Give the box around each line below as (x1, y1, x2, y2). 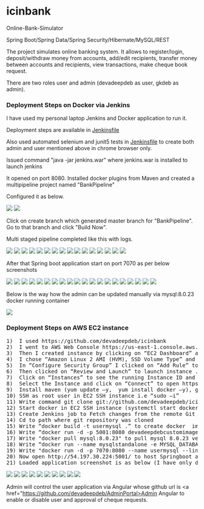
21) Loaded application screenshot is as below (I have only (6, 459, 192, 466)
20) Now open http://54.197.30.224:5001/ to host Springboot (6, 453, 192, 460)
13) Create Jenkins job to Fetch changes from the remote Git (6, 410, 195, 417)
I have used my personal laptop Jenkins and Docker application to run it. (6, 114, 187, 122)
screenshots (6, 266, 38, 274)
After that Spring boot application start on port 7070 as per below (6, 260, 170, 267)
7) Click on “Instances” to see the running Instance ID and (6, 374, 195, 381)
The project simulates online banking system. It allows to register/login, (6, 47, 184, 55)
